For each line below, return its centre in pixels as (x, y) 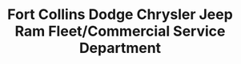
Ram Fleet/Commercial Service (120, 31)
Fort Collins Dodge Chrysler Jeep (120, 15)
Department (120, 48)
